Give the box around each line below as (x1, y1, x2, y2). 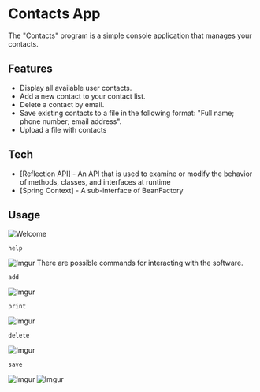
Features (8, 62, 53, 76)
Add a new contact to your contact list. (19, 91, 146, 101)
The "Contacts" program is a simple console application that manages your (8, 31, 252, 40)
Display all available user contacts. (19, 83, 132, 92)
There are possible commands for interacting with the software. (36, 258, 243, 268)
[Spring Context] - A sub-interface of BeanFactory (19, 185, 184, 195)
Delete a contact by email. (19, 99, 105, 109)
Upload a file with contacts (19, 125, 107, 134)
